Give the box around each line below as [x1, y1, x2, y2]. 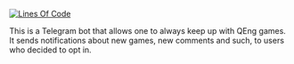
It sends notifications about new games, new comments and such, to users [9, 36, 285, 45]
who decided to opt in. [9, 44, 92, 55]
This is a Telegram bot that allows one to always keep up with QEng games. [9, 26, 287, 36]
